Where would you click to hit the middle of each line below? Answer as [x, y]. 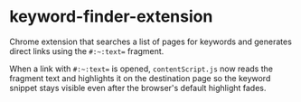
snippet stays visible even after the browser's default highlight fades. [138, 88]
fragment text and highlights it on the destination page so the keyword [140, 78]
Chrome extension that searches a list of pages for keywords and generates [150, 42]
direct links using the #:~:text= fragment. [87, 51]
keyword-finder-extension [111, 17]
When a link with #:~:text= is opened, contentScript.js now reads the [141, 69]
